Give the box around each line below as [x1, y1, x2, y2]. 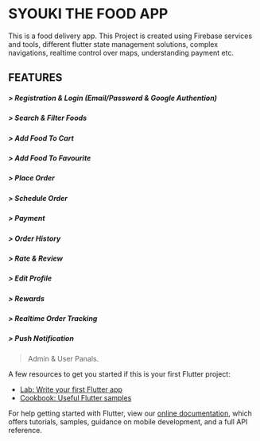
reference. [8, 425, 42, 435]
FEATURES [8, 71, 63, 84]
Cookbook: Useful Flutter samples [19, 393, 132, 402]
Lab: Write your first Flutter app [19, 385, 123, 394]
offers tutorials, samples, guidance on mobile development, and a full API [8, 416, 248, 426]
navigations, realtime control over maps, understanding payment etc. [8, 48, 235, 57]
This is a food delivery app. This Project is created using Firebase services [8, 31, 253, 41]
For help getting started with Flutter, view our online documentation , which [8, 408, 253, 418]
